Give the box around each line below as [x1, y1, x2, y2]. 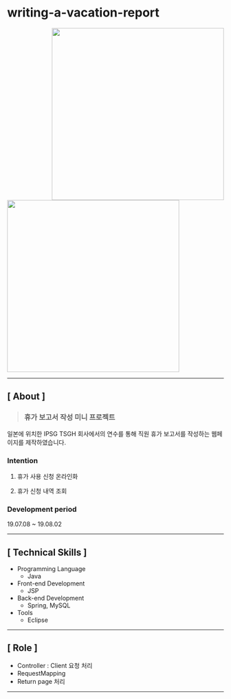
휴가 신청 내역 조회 [16, 486, 67, 495]
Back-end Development [16, 594, 85, 603]
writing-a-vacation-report [7, 5, 160, 21]
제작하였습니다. [25, 438, 67, 447]
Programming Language [16, 565, 86, 573]
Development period [7, 504, 77, 514]
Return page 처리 [16, 677, 65, 685]
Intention [7, 455, 38, 465]
